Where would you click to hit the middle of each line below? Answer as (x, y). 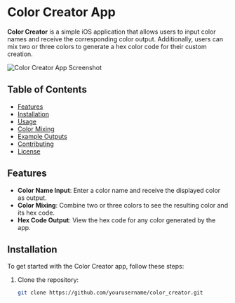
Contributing (35, 144)
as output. (32, 198)
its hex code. (36, 213)
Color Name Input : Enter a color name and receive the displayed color (119, 190)
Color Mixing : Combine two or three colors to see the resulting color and (123, 205)
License (29, 151)
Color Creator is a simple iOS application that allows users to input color (112, 32)
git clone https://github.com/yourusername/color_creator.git (110, 293)
